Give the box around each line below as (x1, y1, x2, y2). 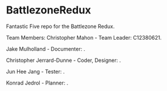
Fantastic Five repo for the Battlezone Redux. (6, 23, 115, 30)
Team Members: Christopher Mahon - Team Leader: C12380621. (6, 34, 162, 41)
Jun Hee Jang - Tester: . (6, 68, 65, 75)
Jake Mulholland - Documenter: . (6, 45, 86, 52)
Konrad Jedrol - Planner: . (6, 79, 69, 86)
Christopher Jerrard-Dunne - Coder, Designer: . (6, 57, 121, 64)
